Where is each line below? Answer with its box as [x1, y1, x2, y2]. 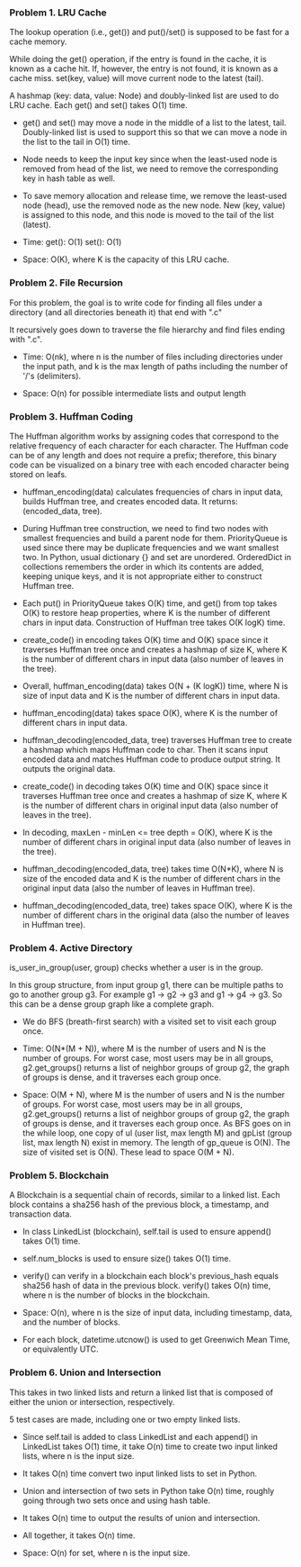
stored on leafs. [9, 468, 67, 479]
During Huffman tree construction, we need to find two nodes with [22, 522, 269, 533]
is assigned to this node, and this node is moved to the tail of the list [22, 210, 274, 221]
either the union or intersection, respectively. [9, 1396, 175, 1407]
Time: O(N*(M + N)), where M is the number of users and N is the [22, 1043, 267, 1055]
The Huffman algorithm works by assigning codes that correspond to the [9, 430, 279, 441]
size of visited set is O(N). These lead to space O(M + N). [22, 1146, 235, 1158]
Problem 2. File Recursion [9, 276, 123, 289]
